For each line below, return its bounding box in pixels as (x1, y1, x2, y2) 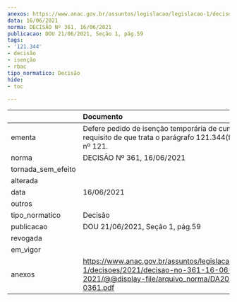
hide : (7, 76, 23, 83)
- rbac (7, 63, 27, 70)
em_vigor (11, 245, 41, 255)
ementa (11, 132, 37, 142)
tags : (7, 37, 23, 44)
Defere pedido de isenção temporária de (83, 124, 217, 134)
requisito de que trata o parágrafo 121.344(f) (83, 132, 234, 142)
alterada (11, 176, 39, 186)
